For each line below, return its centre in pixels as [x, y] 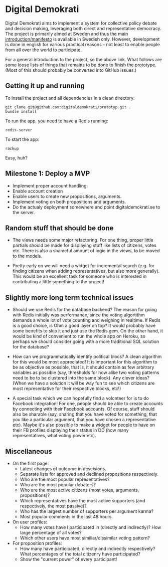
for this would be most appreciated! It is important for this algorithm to [85, 362]
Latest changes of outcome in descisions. [63, 469]
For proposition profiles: [37, 543]
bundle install [21, 111]
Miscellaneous [29, 451]
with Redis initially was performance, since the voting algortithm [78, 315]
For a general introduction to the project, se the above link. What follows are [83, 59]
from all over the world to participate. [43, 50]
